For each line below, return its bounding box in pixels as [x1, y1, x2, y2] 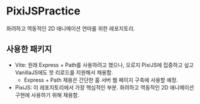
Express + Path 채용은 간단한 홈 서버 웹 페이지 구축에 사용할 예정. [23, 76, 178, 84]
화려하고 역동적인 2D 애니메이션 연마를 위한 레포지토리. [6, 25, 135, 32]
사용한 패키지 [6, 44, 52, 55]
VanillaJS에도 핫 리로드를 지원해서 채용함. [14, 69, 113, 76]
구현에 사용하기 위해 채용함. [14, 91, 80, 99]
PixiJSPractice [6, 4, 81, 18]
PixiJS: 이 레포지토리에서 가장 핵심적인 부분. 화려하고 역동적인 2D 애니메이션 [14, 84, 194, 91]
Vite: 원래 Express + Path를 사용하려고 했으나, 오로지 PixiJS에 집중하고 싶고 [14, 61, 194, 69]
